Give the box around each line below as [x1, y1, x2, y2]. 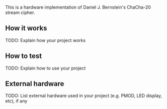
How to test [5, 52, 42, 60]
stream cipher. [5, 9, 35, 15]
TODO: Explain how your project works [5, 37, 86, 43]
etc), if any [5, 98, 28, 104]
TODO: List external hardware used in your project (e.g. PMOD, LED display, [5, 92, 162, 99]
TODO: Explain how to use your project [5, 65, 86, 71]
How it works [5, 24, 47, 32]
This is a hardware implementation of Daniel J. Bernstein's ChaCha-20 [5, 4, 151, 10]
